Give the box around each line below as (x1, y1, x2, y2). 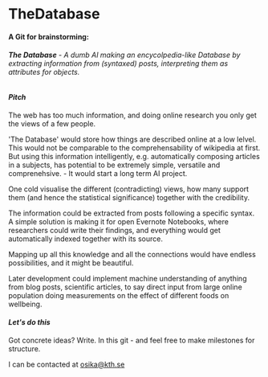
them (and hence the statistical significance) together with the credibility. (8, 192, 250, 202)
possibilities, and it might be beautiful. (8, 258, 134, 268)
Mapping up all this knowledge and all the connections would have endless (8, 249, 257, 259)
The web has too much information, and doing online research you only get (8, 110, 257, 120)
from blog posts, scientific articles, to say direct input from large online (8, 282, 242, 292)
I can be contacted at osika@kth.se (8, 359, 125, 369)
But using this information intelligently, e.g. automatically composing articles (8, 151, 261, 161)
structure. (8, 343, 41, 354)
